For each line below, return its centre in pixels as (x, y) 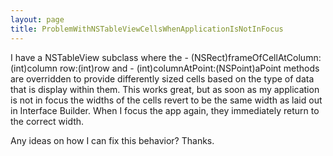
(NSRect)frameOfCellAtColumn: (256, 57)
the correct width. (47, 121)
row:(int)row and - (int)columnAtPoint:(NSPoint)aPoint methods (189, 68)
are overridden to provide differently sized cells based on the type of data (162, 78)
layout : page (37, 19)
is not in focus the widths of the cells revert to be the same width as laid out (166, 100)
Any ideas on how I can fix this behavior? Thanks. (112, 140)
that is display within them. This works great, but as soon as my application (165, 89)
